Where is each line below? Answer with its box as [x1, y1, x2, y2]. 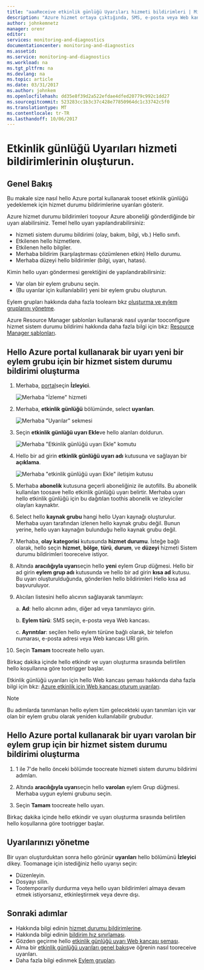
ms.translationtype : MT [7, 104, 67, 111]
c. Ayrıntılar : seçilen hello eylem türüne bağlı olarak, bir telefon [15, 629, 173, 636]
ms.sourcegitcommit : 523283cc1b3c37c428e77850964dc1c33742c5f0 [7, 99, 170, 105]
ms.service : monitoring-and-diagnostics [7, 54, 111, 60]
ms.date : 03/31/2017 [7, 82, 59, 88]
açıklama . [15, 459, 41, 466]
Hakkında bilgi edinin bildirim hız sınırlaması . [15, 931, 127, 938]
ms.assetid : [7, 48, 37, 54]
